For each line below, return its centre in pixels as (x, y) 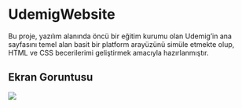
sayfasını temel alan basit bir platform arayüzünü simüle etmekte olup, (121, 44)
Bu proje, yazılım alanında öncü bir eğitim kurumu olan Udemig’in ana (120, 36)
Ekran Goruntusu (51, 77)
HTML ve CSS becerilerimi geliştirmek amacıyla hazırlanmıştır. (109, 52)
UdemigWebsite (62, 14)
